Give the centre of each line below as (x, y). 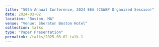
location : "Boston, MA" (30, 19)
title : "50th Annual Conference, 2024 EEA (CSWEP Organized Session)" (80, 10)
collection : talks (24, 28)
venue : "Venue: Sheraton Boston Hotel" (46, 23)
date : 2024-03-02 (23, 14)
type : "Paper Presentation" (34, 32)
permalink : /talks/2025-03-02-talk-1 (44, 37)
